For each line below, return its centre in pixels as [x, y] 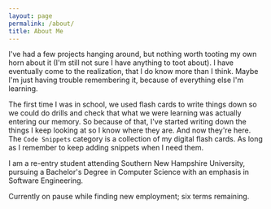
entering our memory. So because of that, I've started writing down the [127, 122]
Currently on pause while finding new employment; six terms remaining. [129, 197]
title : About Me [36, 31]
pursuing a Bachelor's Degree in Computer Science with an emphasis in [129, 172]
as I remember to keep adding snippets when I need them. [106, 148]
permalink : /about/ [42, 24]
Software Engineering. [46, 181]
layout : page [31, 16]
